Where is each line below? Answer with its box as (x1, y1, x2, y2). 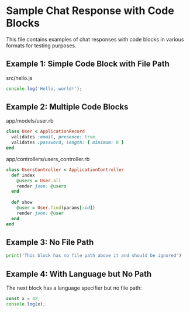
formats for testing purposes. (6, 42, 77, 49)
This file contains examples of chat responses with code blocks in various (6, 36, 184, 43)
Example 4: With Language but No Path (6, 269, 152, 279)
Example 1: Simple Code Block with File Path (6, 59, 170, 69)
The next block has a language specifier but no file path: (6, 284, 142, 291)
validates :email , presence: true (11, 134, 95, 140)
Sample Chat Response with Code (6, 4, 174, 18)
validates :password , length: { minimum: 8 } (11, 140, 125, 145)
